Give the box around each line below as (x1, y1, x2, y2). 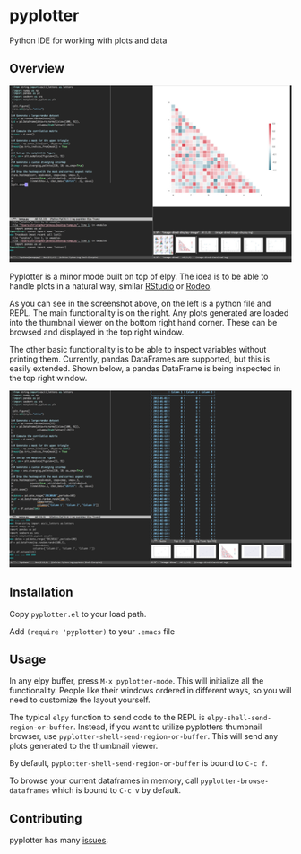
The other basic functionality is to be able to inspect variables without (9, 344, 267, 354)
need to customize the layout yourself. (9, 694, 150, 705)
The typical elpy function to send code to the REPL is (9, 712, 206, 723)
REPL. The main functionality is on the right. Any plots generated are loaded (9, 307, 289, 318)
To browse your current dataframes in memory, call (9, 775, 199, 786)
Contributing (9, 811, 82, 826)
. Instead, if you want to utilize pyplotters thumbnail (73, 721, 262, 732)
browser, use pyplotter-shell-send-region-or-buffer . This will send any (9, 731, 279, 742)
